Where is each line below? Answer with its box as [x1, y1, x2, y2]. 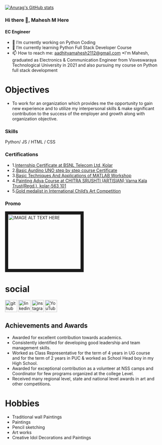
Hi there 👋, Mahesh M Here [5, 16, 69, 23]
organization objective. [12, 116, 58, 122]
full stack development [12, 67, 58, 73]
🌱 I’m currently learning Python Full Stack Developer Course [12, 45, 132, 50]
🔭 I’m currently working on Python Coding [12, 39, 96, 46]
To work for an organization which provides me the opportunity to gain [12, 100, 153, 106]
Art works [12, 429, 32, 435]
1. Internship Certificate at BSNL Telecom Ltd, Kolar [12, 162, 113, 168]
